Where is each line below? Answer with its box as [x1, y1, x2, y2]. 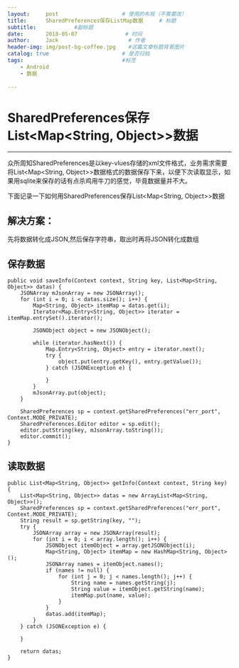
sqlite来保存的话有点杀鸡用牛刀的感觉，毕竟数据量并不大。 [19, 177, 192, 185]
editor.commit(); [20, 432, 72, 440]
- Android [20, 63, 50, 71]
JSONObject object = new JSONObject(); [33, 327, 152, 334]
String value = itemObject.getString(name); [70, 585, 205, 593]
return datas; [20, 647, 62, 655]
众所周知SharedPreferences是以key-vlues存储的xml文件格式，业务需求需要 [7, 159, 228, 167]
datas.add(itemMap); [45, 610, 107, 617]
